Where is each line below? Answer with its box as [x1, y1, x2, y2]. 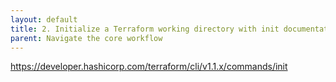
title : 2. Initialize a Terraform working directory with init [10, 24, 280, 34]
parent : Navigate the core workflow [10, 33, 163, 43]
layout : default [10, 14, 78, 25]
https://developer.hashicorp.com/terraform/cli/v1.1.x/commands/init [10, 61, 288, 73]
